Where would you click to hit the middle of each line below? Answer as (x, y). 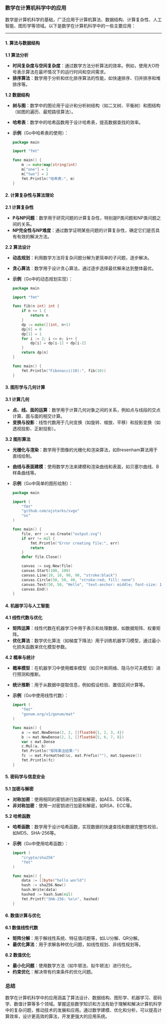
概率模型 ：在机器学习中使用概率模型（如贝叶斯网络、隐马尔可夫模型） (84, 668)
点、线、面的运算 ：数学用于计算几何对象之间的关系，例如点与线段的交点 (86, 410)
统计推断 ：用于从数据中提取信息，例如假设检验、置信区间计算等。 (80, 685)
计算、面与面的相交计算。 (39, 416)
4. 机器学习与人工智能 (27, 606)
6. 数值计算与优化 (23, 915)
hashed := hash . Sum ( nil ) (47, 895)
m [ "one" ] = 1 (35, 169)
